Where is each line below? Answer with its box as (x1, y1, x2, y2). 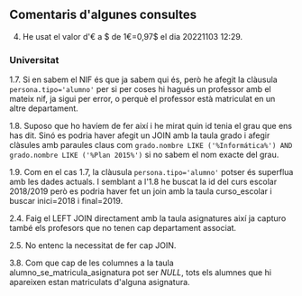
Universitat (9, 53, 59, 66)
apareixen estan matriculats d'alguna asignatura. (9, 277, 191, 288)
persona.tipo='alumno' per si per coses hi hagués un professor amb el (9, 84, 272, 95)
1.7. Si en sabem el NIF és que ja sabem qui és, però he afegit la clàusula (9, 74, 278, 85)
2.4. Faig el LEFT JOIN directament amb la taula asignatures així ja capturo (9, 213, 287, 224)
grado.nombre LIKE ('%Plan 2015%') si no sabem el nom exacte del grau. (9, 149, 279, 161)
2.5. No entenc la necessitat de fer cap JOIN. (9, 240, 177, 251)
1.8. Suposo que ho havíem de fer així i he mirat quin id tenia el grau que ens (9, 121, 293, 132)
